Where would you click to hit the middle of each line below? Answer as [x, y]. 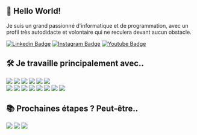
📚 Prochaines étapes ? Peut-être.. [72, 109]
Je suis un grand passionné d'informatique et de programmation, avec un [97, 25]
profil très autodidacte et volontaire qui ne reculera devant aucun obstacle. [99, 32]
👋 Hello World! [34, 11]
